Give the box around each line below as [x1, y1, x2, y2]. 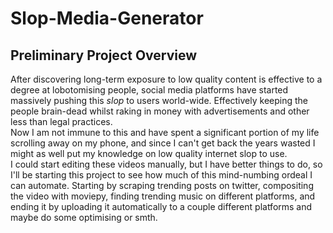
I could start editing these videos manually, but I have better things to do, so [10, 158, 323, 170]
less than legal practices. [10, 116, 113, 127]
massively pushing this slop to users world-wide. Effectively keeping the [10, 95, 309, 106]
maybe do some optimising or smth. [10, 212, 158, 223]
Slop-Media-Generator [10, 7, 204, 30]
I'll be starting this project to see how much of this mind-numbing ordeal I [10, 169, 313, 181]
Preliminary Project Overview [10, 47, 198, 64]
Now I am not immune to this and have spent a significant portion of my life [10, 127, 320, 138]
